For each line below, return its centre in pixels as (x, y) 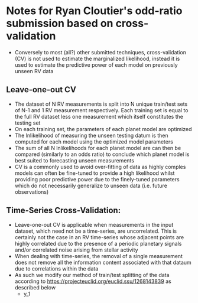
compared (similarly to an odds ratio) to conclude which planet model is (102, 154)
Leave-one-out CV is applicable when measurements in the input (94, 224)
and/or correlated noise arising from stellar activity (76, 250)
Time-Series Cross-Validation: (64, 211)
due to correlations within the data (56, 268)
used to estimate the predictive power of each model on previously (96, 65)
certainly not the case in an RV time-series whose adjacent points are (99, 237)
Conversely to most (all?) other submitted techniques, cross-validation (100, 52)
